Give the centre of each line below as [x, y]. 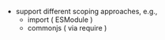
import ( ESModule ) [60, 20]
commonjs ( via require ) [67, 28]
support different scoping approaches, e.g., [86, 11]
